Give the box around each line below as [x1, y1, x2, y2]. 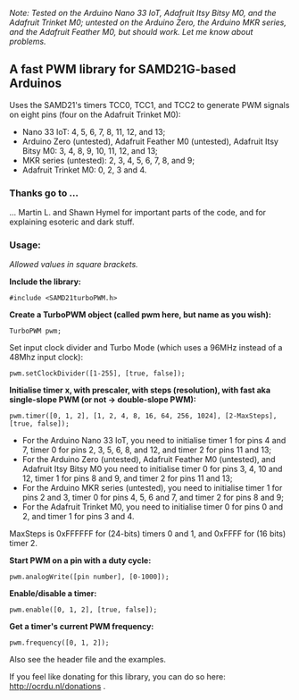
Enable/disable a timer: [9, 588, 97, 599]
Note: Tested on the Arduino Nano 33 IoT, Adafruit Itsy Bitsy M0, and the [9, 8, 277, 18]
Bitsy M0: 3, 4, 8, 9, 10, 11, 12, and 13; [21, 145, 158, 156]
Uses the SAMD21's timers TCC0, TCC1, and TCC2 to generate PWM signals [9, 99, 290, 110]
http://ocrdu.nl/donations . [9, 681, 106, 692]
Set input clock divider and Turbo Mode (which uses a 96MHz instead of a [9, 342, 283, 353]
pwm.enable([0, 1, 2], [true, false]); [9, 605, 158, 615]
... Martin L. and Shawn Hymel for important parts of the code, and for [9, 207, 266, 218]
